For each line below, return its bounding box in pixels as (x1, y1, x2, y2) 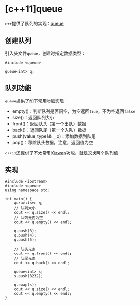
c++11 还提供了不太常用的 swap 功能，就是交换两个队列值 (5, 150, 119, 155)
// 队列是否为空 (14, 215, 43, 221)
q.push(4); (14, 233, 37, 238)
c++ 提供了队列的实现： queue (5, 20, 64, 26)
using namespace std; (5, 188, 50, 193)
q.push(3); (14, 229, 37, 234)
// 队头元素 (14, 247, 36, 252)
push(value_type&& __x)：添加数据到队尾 (12, 133, 96, 139)
